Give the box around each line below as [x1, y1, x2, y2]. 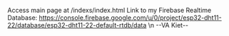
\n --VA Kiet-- [148, 21, 189, 29]
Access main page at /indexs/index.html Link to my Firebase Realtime [7, 6, 212, 14]
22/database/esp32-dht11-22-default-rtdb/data [7, 21, 147, 29]
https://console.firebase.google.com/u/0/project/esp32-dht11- [39, 13, 223, 22]
